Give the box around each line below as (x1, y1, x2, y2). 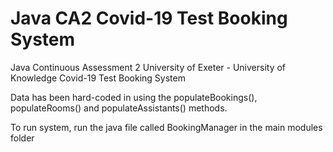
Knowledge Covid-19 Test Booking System (10, 72, 186, 84)
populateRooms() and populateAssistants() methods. (10, 102, 228, 114)
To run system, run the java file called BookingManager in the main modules (10, 121, 323, 133)
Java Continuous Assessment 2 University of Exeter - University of (10, 61, 287, 73)
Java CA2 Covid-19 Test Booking (10, 7, 288, 30)
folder (10, 132, 35, 144)
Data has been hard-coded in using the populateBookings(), (10, 91, 258, 103)
